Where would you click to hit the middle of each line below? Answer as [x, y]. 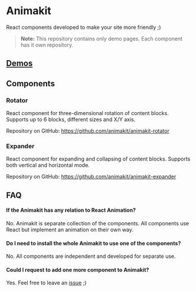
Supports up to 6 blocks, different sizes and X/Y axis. [71, 120]
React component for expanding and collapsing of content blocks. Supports [98, 159]
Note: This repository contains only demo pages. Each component [102, 38]
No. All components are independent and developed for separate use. [91, 256]
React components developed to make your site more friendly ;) [84, 27]
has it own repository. [47, 45]
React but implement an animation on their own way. [70, 229]
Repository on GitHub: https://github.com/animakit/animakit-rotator [88, 131]
